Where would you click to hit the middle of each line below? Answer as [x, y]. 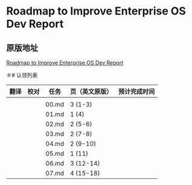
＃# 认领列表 [22, 75]
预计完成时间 [136, 92]
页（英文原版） [91, 92]
